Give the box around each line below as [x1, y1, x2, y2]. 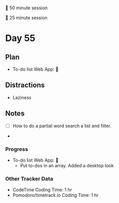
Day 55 [5, 33, 35, 44]
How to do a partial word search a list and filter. [12, 123, 111, 129]
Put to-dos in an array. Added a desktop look [20, 162, 114, 168]
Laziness [12, 94, 31, 100]
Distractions [5, 81, 45, 90]
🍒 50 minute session [5, 5, 48, 11]
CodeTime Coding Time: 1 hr [12, 187, 72, 193]
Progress [5, 146, 28, 153]
